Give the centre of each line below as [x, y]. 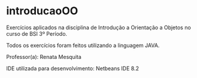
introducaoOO [42, 11]
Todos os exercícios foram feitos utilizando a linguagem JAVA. [83, 45]
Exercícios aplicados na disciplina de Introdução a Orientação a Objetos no [99, 27]
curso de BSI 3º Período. [37, 33]
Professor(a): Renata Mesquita [44, 57]
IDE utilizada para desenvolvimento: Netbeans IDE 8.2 [73, 68]
